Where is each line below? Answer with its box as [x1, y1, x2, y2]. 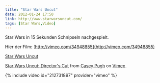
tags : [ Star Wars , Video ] [5, 21, 56, 26]
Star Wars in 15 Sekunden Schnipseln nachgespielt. [5, 34, 109, 40]
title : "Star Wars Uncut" [5, 7, 58, 12]
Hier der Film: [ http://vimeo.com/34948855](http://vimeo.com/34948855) [5, 44, 155, 50]
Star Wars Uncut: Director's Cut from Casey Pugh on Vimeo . [5, 63, 127, 69]
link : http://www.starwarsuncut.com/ [5, 16, 82, 21]
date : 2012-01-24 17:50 [5, 12, 54, 17]
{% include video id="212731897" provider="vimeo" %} [5, 72, 117, 79]
